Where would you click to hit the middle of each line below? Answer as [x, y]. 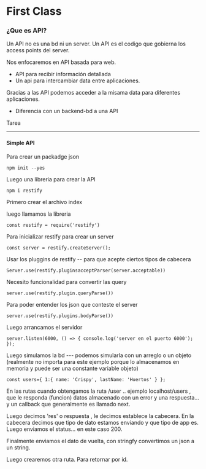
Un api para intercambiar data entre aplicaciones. [78, 81]
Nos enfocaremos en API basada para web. [61, 62]
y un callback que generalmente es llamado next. [68, 404]
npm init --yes [26, 168]
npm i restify [25, 191]
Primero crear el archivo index [44, 202]
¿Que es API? [27, 31]
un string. [18, 447]
